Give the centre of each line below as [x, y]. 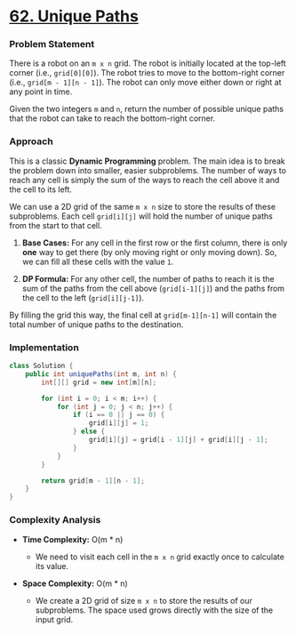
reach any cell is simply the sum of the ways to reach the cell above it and [144, 180]
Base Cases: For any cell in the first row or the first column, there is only [155, 243]
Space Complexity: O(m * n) [75, 583]
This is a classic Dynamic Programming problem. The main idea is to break [148, 161]
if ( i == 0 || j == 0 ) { [119, 415]
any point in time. [41, 92]
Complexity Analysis [55, 520]
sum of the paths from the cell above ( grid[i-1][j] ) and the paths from [153, 288]
